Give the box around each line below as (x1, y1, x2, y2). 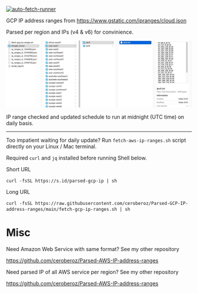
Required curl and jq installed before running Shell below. (6, 154, 147, 161)
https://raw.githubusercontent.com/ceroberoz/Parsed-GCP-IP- (35, 200, 189, 206)
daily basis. (6, 119, 34, 126)
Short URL (6, 165, 31, 172)
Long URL (6, 188, 31, 195)
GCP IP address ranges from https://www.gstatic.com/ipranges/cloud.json (6, 17, 187, 24)
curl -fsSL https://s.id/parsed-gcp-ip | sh (6, 178, 117, 184)
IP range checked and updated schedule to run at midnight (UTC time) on (6, 113, 184, 121)
